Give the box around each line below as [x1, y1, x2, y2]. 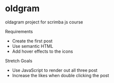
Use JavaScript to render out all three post [12, 67, 97, 73]
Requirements [5, 28, 33, 34]
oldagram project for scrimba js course [5, 19, 83, 25]
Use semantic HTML [12, 43, 54, 49]
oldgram [5, 3, 40, 14]
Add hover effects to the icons [12, 48, 73, 54]
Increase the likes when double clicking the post [12, 72, 110, 78]
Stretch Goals [5, 58, 33, 63]
